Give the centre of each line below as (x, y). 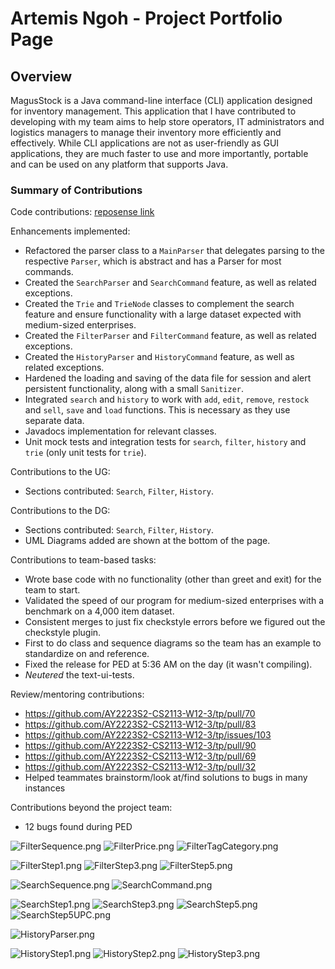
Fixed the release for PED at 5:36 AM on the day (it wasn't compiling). (168, 664)
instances (45, 788)
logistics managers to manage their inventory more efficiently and (146, 132)
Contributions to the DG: (60, 511)
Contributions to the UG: (60, 472)
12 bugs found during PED (78, 827)
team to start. (52, 590)
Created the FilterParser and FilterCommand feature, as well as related (170, 336)
